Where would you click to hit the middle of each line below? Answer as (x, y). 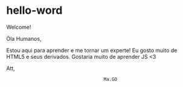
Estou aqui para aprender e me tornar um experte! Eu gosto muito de (92, 50)
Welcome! (19, 27)
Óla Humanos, (24, 38)
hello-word (34, 10)
